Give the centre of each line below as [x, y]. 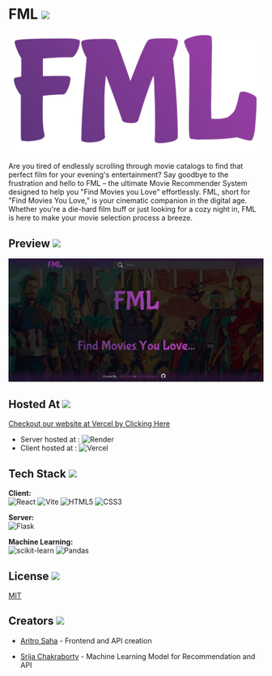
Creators [31, 621]
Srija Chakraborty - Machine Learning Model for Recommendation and [138, 656]
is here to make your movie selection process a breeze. [100, 218]
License [29, 576]
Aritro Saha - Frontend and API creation [86, 640]
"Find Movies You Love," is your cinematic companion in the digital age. [128, 200]
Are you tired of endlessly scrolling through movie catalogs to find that [126, 166]
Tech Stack [37, 474]
